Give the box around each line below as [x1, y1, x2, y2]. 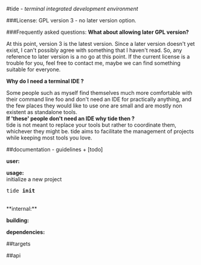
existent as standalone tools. [6, 109, 77, 115]
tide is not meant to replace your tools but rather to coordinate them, [6, 121, 177, 129]
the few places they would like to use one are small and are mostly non [6, 102, 182, 109]
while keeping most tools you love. [6, 134, 92, 141]
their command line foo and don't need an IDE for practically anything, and [6, 96, 192, 103]
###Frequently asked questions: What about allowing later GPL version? [6, 28, 189, 36]
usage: [6, 169, 24, 176]
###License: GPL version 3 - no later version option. [6, 17, 137, 24]
